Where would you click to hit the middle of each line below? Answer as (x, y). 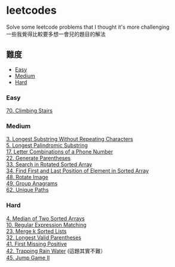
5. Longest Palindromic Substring (47, 145)
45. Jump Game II (28, 257)
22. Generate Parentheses (38, 158)
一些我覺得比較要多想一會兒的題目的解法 (56, 34)
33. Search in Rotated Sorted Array (49, 164)
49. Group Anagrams (32, 183)
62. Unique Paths (27, 190)
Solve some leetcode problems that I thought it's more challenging (88, 27)
